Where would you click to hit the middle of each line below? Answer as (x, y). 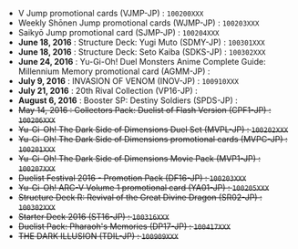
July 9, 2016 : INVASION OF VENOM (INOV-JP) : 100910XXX (128, 81)
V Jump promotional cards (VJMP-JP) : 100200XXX (111, 13)
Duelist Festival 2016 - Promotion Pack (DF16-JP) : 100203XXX (132, 178)
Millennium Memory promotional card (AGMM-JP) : (114, 71)
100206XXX (37, 120)
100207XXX (37, 169)
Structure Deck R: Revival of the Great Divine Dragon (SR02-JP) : (140, 197)
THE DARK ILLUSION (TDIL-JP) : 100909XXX (98, 236)
